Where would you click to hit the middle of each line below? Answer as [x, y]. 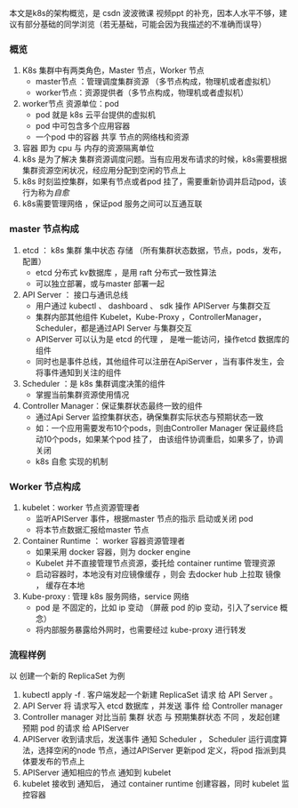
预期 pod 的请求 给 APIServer [76, 728]
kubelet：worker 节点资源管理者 [81, 507]
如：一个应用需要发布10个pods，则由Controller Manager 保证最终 [155, 428]
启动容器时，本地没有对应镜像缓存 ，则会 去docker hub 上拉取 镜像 [158, 574]
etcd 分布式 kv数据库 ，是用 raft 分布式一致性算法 [126, 272]
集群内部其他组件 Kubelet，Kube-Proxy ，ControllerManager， [151, 316]
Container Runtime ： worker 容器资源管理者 [103, 540]
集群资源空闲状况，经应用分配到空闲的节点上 [104, 171]
